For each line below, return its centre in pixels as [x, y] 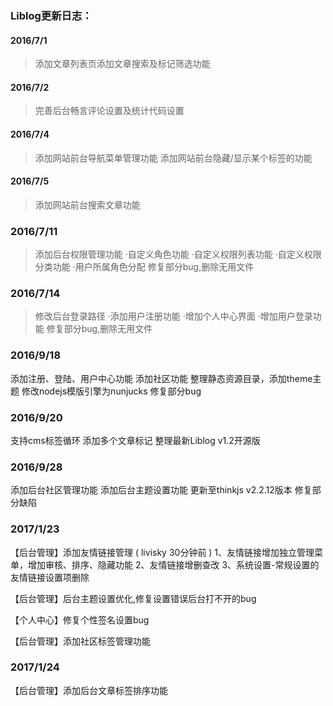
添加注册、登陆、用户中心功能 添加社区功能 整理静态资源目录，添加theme [161, 378]
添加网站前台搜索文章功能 [87, 204]
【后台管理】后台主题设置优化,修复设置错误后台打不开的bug [133, 598]
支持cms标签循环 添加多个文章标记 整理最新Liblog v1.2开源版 [135, 440]
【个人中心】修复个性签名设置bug [80, 619]
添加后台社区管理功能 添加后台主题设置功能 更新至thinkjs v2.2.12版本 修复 [161, 490]
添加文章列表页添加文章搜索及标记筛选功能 [122, 64]
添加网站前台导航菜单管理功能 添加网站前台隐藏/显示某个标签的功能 [173, 158]
